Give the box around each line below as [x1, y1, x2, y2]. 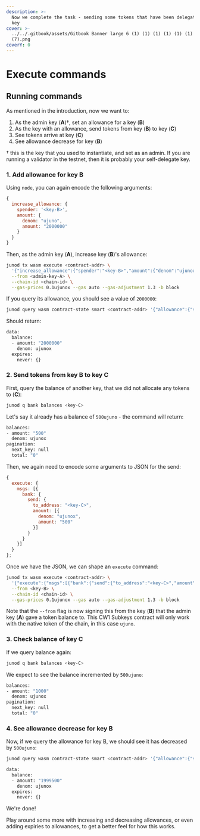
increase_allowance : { [11, 201, 68, 208]
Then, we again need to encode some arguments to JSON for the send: [6, 463, 182, 470]
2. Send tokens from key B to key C [6, 371, 109, 379]
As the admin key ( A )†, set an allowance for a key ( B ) [14, 119, 145, 126]
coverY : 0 [6, 42, 31, 48]
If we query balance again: [6, 648, 71, 656]
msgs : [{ [17, 485, 39, 492]
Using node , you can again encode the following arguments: [6, 184, 152, 191]
